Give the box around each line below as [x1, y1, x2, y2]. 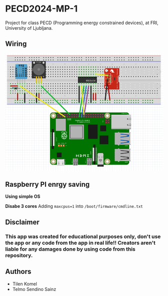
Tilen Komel [12, 280, 38, 287]
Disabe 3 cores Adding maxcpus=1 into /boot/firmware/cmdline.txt [5, 203, 143, 209]
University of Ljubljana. [5, 25, 53, 31]
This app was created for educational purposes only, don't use [5, 233, 161, 240]
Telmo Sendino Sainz [12, 286, 57, 292]
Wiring [5, 40, 27, 48]
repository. [5, 252, 33, 259]
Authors [5, 267, 32, 276]
